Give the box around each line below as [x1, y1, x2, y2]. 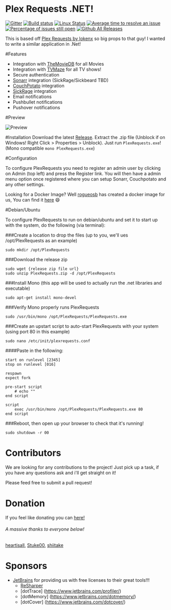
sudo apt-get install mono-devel [5, 295, 77, 300]
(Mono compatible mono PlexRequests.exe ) [5, 145, 95, 151]
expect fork [5, 375, 31, 380]
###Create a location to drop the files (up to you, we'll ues [5, 232, 129, 238]
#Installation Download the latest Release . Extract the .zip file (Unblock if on [5, 134, 165, 140]
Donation [5, 498, 45, 509]
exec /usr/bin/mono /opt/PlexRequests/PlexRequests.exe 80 [14, 406, 143, 412]
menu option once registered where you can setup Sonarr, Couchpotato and [5, 175, 166, 182]
